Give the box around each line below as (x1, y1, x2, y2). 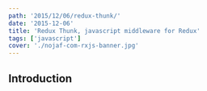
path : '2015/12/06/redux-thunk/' (8, 11, 121, 20)
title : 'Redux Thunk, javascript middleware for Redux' (8, 27, 201, 35)
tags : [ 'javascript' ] (8, 34, 82, 43)
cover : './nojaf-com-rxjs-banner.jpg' (8, 42, 139, 50)
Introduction (8, 72, 73, 85)
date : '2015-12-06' (8, 19, 74, 27)
